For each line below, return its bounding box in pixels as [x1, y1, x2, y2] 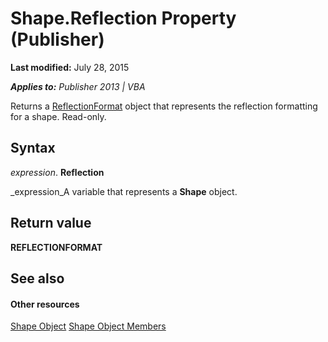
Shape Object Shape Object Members [10, 320, 167, 332]
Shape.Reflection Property [10, 7, 237, 30]
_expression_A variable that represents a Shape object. [10, 185, 238, 197]
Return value [10, 215, 92, 232]
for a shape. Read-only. [10, 110, 107, 122]
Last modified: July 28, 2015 [10, 61, 130, 73]
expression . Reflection [10, 166, 105, 178]
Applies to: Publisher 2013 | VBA [10, 80, 146, 92]
